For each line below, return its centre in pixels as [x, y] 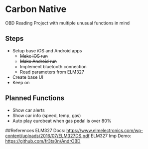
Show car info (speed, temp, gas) [47, 115]
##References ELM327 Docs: [35, 130]
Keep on [21, 82]
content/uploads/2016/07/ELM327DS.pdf [47, 136]
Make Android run [38, 61]
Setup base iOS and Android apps [47, 50]
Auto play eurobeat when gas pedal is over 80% [62, 121]
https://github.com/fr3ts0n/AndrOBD [43, 141]
